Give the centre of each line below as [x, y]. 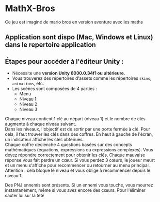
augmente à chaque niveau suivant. [41, 124]
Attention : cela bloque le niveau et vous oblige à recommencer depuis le [78, 170]
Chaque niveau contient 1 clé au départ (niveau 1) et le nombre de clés [75, 119]
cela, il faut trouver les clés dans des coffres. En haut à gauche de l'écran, [79, 134]
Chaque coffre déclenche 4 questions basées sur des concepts [69, 145]
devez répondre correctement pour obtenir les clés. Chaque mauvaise [75, 155]
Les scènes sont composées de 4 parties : [54, 89]
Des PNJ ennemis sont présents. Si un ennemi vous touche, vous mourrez [79, 185]
